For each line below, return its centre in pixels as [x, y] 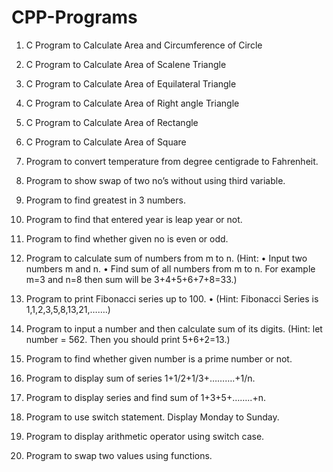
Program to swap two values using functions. [119, 455]
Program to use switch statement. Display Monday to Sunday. [152, 417]
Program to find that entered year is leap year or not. [134, 219]
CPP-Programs [74, 17]
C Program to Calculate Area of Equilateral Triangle [131, 83]
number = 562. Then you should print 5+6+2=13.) [128, 339]
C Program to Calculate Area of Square [106, 142]
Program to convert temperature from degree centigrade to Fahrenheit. [172, 161]
